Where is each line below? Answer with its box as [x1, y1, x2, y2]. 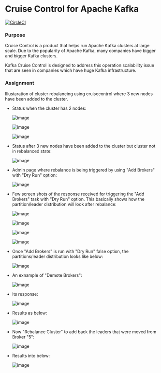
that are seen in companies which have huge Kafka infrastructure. [5, 68, 136, 73]
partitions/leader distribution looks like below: [12, 254, 103, 259]
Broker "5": [12, 334, 35, 339]
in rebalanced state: [12, 148, 52, 154]
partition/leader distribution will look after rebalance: [12, 201, 117, 207]
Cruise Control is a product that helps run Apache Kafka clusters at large [5, 43, 150, 49]
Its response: [12, 291, 38, 297]
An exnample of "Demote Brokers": [12, 272, 82, 278]
